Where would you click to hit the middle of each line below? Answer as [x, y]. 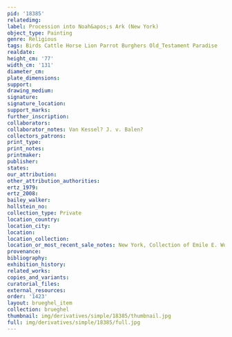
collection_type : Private [44, 213]
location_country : [33, 219]
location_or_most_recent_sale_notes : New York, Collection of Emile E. [112, 245]
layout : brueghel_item [40, 303]
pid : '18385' [26, 13]
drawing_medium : [30, 91]
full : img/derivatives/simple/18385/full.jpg [74, 322]
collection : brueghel [38, 310]
